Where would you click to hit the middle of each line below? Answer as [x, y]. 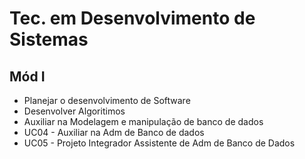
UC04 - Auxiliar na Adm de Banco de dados [114, 132]
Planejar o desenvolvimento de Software [107, 100]
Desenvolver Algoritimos [74, 111]
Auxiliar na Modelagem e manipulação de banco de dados [143, 121]
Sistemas [49, 39]
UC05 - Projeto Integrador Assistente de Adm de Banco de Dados [159, 143]
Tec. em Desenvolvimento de [132, 18]
